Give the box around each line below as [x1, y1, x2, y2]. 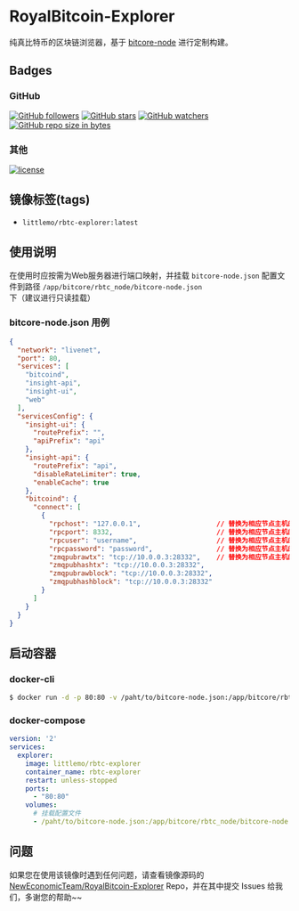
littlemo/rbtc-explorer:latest [21, 218, 139, 227]
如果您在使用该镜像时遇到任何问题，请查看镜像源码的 [9, 869, 205, 880]
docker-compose [9, 714, 86, 727]
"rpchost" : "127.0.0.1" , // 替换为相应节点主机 [48, 519, 288, 529]
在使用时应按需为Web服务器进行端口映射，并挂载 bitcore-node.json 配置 [9, 270, 278, 281]
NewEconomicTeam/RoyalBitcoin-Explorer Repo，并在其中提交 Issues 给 [9, 880, 276, 891]
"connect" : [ [32, 503, 82, 512]
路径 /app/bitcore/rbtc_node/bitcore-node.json [24, 281, 203, 291]
